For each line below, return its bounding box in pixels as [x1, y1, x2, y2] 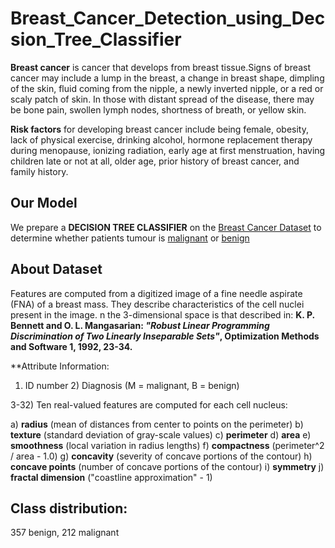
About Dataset [10, 261, 103, 278]
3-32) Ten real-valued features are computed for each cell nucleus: [10, 398, 288, 411]
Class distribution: [10, 500, 128, 517]
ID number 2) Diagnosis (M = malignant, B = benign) [24, 379, 240, 391]
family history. [10, 165, 69, 177]
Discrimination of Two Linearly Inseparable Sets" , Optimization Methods [10, 330, 320, 342]
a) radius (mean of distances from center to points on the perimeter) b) [10, 418, 304, 430]
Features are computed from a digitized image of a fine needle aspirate [10, 287, 303, 299]
